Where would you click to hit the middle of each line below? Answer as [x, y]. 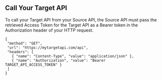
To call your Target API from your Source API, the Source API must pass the [81, 20]
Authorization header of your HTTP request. [49, 30]
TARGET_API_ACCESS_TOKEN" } [34, 65]
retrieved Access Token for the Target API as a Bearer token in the [71, 25]
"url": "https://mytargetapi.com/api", [48, 48]
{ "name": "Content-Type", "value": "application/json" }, [73, 56]
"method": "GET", [25, 43]
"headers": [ [20, 52]
